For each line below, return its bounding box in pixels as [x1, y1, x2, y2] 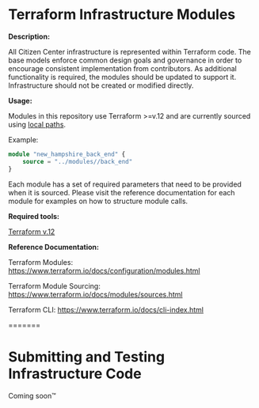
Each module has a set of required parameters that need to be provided [8, 179, 242, 189]
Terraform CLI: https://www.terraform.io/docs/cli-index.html [8, 304, 204, 314]
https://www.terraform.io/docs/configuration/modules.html [8, 266, 200, 275]
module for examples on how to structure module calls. [8, 196, 189, 206]
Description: [8, 32, 50, 41]
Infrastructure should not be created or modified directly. [8, 81, 194, 90]
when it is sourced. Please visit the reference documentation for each [8, 187, 235, 197]
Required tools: [8, 211, 60, 221]
